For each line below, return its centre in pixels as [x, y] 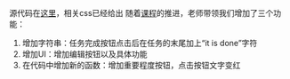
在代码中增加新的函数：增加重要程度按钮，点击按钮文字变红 [131, 65]
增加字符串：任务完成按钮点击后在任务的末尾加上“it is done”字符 [140, 43]
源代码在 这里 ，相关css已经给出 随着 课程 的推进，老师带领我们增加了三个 [141, 13]
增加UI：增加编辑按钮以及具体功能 [85, 54]
